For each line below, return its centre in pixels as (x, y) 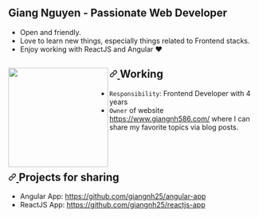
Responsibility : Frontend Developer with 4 (180, 93)
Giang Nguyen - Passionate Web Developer (118, 13)
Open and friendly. (50, 32)
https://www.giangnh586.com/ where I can (180, 118)
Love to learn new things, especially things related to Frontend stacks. (135, 41)
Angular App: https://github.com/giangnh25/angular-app (113, 196)
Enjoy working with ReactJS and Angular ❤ (91, 49)
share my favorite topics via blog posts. (174, 127)
